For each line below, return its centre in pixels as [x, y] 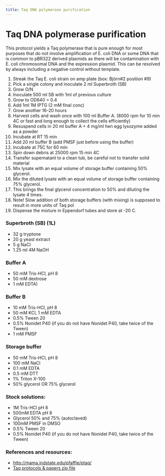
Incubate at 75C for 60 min [40, 147]
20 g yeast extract [31, 239]
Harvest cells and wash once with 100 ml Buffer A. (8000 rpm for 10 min [86, 116]
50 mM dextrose [29, 279]
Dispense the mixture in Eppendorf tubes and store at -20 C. [75, 210]
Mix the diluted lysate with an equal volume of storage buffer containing [86, 178]
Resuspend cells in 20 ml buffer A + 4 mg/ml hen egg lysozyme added [85, 126]
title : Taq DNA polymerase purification [48, 10]
